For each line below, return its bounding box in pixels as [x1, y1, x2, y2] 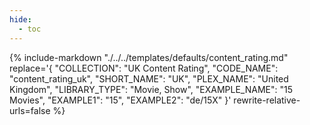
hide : [9, 14, 32, 25]
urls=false [9, 104, 51, 116]
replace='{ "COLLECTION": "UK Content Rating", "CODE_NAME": [9, 62, 279, 74]
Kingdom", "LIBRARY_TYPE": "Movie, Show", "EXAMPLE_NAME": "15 [9, 83, 293, 95]
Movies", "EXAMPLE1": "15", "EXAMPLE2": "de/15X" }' [9, 94, 232, 106]
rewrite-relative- [233, 94, 301, 106]
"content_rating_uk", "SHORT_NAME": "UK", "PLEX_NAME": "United [9, 72, 289, 85]
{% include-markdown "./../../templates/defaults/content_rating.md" [9, 51, 289, 63]
